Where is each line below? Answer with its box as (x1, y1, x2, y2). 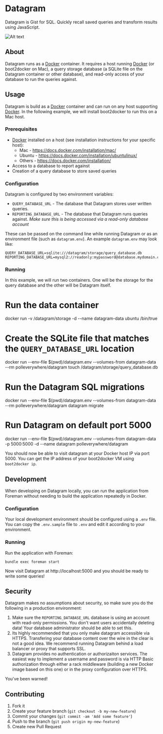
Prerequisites (5, 126, 37, 133)
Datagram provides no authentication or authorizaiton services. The (12, 651, 147, 657)
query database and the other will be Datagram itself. (5, 282, 112, 288)
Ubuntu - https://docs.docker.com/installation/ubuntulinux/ (19, 152, 137, 158)
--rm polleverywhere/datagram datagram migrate (5, 403, 104, 408)
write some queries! (5, 573, 45, 579)
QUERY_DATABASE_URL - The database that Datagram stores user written (12, 201, 152, 207)
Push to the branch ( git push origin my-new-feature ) (12, 718, 120, 724)
